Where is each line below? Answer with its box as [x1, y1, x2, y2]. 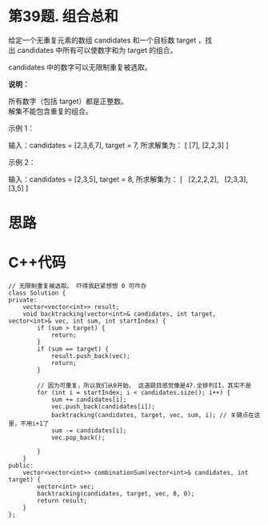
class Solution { [8, 289, 66, 297]
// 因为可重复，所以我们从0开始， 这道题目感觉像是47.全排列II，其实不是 [37, 382, 252, 390]
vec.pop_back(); [50, 434, 106, 442]
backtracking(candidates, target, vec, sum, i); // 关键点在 [50, 412, 254, 420]
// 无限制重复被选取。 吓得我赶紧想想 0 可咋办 [8, 282, 147, 291]
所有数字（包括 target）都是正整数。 [8, 96, 128, 106]
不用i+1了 [19, 420, 50, 428]
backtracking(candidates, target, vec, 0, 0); [37, 490, 195, 498]
